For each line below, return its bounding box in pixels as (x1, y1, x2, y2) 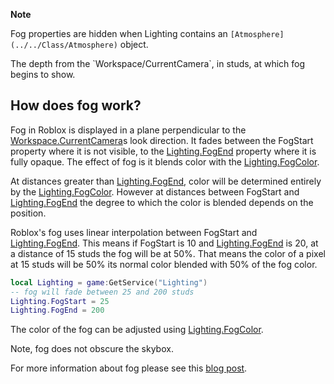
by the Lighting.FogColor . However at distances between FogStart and (10, 185, 300, 198)
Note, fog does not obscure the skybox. (10, 343, 174, 355)
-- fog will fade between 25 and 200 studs (10, 287, 195, 297)
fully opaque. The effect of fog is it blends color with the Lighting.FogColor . (10, 155, 320, 168)
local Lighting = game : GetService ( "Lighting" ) (10, 277, 208, 288)
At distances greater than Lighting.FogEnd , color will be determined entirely (10, 175, 322, 187)
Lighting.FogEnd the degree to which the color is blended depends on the (10, 196, 314, 208)
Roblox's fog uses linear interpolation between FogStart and (10, 226, 258, 238)
